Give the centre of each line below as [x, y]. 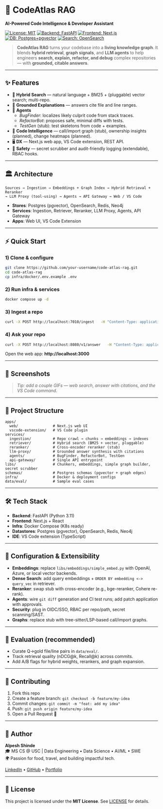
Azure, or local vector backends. [45, 573]
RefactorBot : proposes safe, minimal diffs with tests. [72, 120]
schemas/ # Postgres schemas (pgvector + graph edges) [76, 473]
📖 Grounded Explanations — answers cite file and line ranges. [74, 105]
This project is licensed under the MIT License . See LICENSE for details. [77, 801]
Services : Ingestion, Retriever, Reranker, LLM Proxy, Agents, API [76, 210]
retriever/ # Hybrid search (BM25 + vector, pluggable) [77, 443]
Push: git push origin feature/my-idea [52, 709]
